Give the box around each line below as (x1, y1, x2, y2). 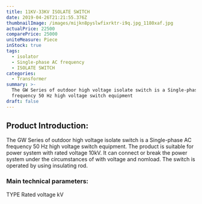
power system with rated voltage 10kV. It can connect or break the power (6, 149, 188, 156)
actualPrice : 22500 (6, 25, 55, 32)
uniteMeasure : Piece (6, 37, 58, 43)
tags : (6, 48, 20, 54)
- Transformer (11, 76, 47, 82)
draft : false (6, 98, 39, 104)
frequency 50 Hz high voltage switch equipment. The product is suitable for (6, 143, 194, 150)
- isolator (11, 54, 39, 60)
